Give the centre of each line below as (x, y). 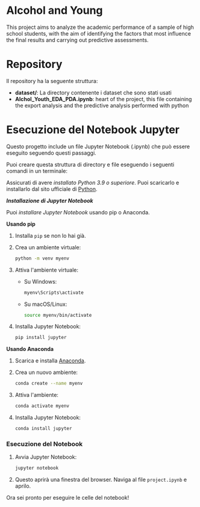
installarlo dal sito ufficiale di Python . (52, 189)
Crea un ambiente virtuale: (48, 247)
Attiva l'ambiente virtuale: (47, 270)
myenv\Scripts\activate (54, 293)
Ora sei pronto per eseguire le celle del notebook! (68, 498)
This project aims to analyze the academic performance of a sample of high (100, 27)
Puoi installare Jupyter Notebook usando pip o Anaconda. (78, 212)
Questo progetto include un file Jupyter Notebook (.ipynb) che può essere (98, 146)
